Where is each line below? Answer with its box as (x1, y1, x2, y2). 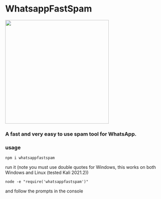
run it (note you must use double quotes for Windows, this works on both (5, 164, 156, 170)
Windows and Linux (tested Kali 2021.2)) (5, 169, 89, 176)
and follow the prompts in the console (5, 188, 84, 194)
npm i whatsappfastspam (5, 155, 55, 161)
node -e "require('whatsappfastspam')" (5, 179, 89, 184)
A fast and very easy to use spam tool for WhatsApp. (5, 130, 137, 137)
